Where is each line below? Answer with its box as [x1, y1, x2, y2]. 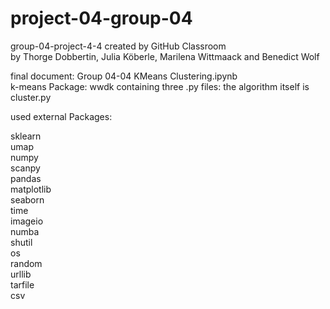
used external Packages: [10, 110, 113, 122]
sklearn [10, 130, 42, 142]
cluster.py [10, 91, 52, 103]
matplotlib [10, 183, 52, 195]
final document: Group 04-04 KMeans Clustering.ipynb [10, 70, 238, 82]
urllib [10, 268, 32, 280]
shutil [10, 236, 33, 248]
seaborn [10, 193, 45, 206]
